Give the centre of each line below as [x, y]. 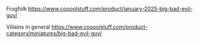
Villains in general [28, 27]
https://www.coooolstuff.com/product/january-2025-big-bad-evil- [110, 9]
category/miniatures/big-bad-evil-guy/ [54, 33]
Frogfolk [17, 9]
